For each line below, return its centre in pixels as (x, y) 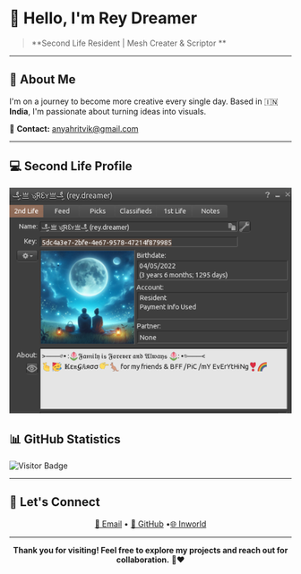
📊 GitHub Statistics (65, 439)
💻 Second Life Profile (71, 166)
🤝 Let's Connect (55, 502)
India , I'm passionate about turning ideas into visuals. (108, 111)
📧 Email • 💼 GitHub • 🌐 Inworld (150, 524)
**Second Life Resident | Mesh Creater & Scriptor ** (129, 43)
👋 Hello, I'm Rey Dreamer (103, 18)
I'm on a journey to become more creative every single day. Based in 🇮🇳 (144, 101)
